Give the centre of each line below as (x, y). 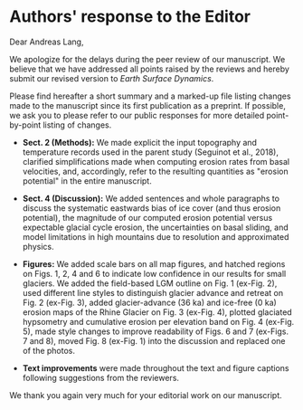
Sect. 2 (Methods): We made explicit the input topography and (140, 142)
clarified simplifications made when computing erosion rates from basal (156, 161)
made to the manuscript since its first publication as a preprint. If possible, (148, 105)
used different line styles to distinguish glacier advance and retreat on (153, 292)
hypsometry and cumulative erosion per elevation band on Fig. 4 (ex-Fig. (158, 321)
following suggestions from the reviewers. (100, 377)
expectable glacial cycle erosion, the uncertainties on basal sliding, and (156, 227)
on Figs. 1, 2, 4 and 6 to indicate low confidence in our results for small (154, 273)
